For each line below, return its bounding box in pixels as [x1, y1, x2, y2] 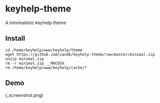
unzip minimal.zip [5, 56, 44, 61]
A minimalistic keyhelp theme [5, 20, 67, 26]
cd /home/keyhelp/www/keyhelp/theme [5, 47, 83, 53]
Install [5, 34, 25, 43]
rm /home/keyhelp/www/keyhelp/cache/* [5, 65, 87, 70]
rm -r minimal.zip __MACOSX [5, 61, 65, 66]
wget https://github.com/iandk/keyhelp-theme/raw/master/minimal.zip [5, 52, 155, 57]
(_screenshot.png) [5, 92, 44, 98]
